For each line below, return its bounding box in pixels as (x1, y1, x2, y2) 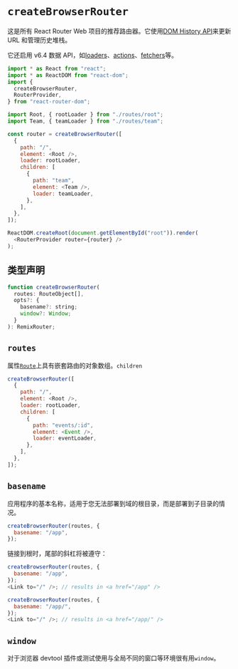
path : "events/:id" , (33, 422, 94, 429)
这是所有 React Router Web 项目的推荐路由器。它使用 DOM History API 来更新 (7, 26, 232, 35)
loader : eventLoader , (33, 435, 97, 442)
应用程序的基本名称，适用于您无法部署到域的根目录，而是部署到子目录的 (7, 499, 219, 507)
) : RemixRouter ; (7, 323, 55, 331)
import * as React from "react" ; (7, 65, 107, 72)
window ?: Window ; (20, 310, 72, 318)
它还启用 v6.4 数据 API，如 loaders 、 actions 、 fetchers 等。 (7, 51, 178, 59)
